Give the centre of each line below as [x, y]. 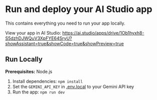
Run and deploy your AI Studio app [79, 9]
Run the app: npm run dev [39, 92]
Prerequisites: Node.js [29, 71]
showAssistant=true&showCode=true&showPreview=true [64, 43]
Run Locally [24, 60]
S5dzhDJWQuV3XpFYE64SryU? [39, 38]
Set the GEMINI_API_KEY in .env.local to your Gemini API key [73, 86]
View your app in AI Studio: [33, 33]
